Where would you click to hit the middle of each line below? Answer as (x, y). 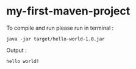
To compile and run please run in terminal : (60, 28)
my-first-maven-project (68, 11)
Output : (16, 50)
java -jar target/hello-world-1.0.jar (55, 39)
